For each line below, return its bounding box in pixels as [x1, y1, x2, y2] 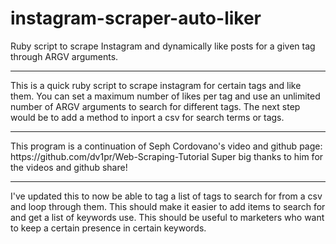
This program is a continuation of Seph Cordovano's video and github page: [10, 140, 323, 152]
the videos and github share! [10, 161, 128, 173]
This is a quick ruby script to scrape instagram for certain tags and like [10, 79, 302, 91]
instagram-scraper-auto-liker [10, 7, 262, 30]
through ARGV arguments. [10, 50, 119, 62]
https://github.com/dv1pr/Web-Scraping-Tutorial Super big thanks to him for [10, 150, 324, 162]
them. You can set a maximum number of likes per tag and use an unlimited [10, 90, 321, 102]
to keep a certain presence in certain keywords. [10, 222, 207, 234]
